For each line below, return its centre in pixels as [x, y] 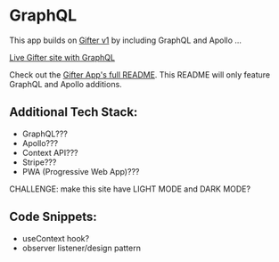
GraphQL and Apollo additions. [66, 84]
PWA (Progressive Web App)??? [81, 171]
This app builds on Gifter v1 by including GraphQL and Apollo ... [126, 40]
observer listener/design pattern [81, 248]
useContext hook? [56, 238]
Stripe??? [39, 162]
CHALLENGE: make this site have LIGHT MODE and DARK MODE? [130, 189]
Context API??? [50, 152]
